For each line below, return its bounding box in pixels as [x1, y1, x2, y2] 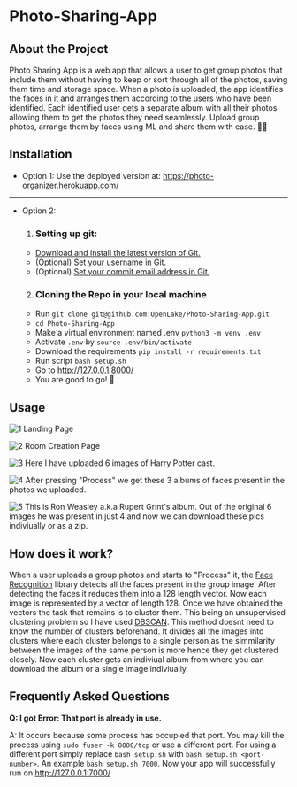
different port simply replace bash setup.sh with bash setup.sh [9, 748, 238, 759]
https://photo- [163, 170, 215, 181]
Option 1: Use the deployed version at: [21, 170, 162, 181]
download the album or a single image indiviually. [9, 664, 188, 675]
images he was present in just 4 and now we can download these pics [9, 511, 265, 521]
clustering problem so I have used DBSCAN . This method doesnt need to [9, 617, 274, 628]
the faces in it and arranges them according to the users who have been [9, 93, 272, 104]
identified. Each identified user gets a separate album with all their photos [9, 103, 278, 112]
